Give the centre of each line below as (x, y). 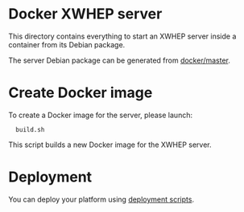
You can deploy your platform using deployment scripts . (101, 199)
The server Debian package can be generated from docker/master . (120, 60)
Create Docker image (81, 93)
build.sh (30, 129)
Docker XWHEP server (85, 14)
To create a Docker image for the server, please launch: (101, 115)
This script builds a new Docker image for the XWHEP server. (110, 145)
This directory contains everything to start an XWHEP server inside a (122, 36)
